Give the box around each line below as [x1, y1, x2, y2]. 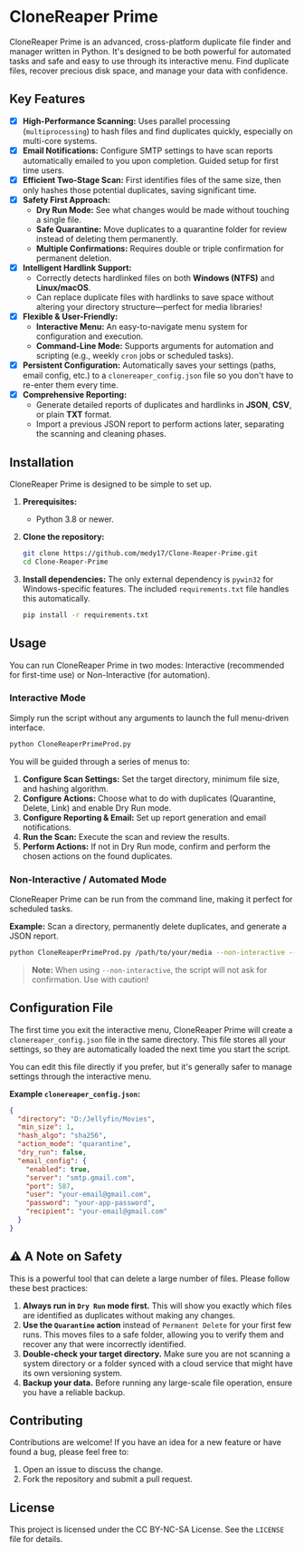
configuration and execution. [35, 331, 144, 342]
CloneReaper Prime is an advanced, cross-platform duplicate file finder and [9, 36, 291, 47]
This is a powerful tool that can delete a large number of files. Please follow [9, 1273, 290, 1284]
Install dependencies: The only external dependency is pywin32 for [22, 574, 274, 584]
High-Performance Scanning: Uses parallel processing [22, 115, 231, 126]
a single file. [35, 215, 81, 225]
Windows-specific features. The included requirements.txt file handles [22, 583, 290, 594]
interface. [9, 722, 45, 733]
